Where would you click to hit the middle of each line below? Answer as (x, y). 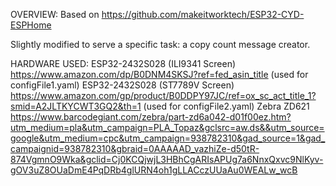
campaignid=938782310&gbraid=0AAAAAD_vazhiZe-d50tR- (135, 148)
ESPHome (31, 25)
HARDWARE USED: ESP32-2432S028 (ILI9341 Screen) (123, 63)
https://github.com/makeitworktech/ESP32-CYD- (203, 14)
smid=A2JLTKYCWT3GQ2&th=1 (76, 106)
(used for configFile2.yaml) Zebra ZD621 (226, 106)
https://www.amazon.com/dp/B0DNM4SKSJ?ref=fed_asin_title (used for (159, 74)
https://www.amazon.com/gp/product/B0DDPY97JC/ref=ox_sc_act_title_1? (163, 95)
